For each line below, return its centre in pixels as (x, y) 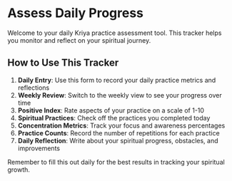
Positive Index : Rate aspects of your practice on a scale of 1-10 (111, 110)
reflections (34, 88)
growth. (19, 170)
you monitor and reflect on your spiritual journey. (79, 40)
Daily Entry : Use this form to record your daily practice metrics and (117, 80)
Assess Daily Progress (76, 13)
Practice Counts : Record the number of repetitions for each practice (118, 133)
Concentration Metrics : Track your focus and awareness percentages (121, 125)
